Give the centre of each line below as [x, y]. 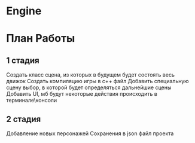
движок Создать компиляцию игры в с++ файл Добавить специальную [98, 81]
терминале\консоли [32, 101]
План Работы [41, 39]
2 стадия [24, 119]
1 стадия [23, 60]
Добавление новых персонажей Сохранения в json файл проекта [90, 133]
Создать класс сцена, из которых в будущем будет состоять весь [90, 75]
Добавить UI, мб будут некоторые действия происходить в [82, 94]
